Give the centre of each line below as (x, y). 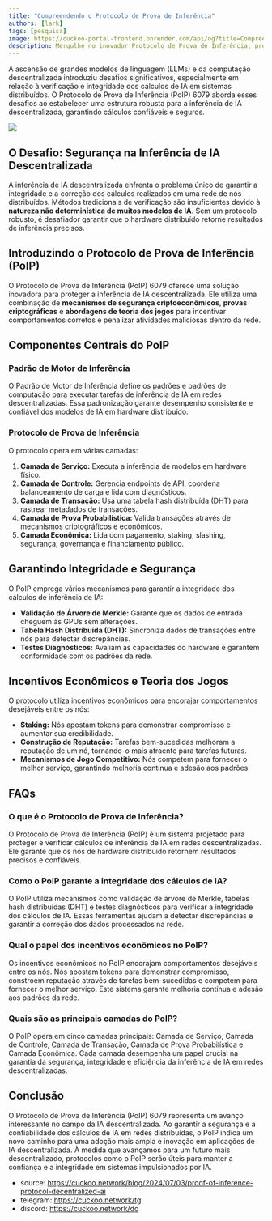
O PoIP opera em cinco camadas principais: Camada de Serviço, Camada (131, 1036)
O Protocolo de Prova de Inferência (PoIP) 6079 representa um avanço (126, 1115)
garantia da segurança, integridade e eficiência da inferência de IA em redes (136, 1061)
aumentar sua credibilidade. (66, 734)
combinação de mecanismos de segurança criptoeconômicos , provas (128, 302)
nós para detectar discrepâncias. (75, 638)
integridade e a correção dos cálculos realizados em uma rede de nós (125, 193)
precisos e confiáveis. (45, 860)
